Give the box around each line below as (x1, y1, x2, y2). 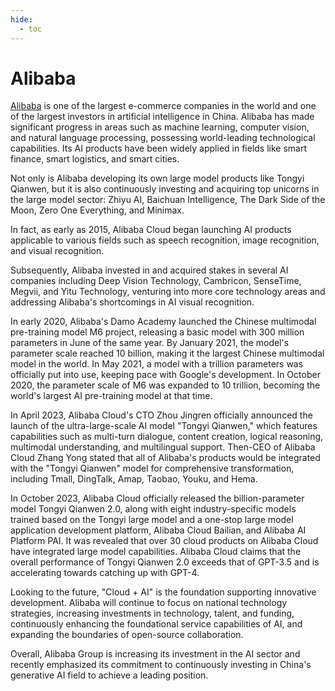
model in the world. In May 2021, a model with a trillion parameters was (10, 358, 304, 370)
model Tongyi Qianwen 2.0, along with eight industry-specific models (10, 503, 297, 515)
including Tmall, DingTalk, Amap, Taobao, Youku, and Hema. (10, 473, 258, 485)
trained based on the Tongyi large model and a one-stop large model (10, 514, 294, 526)
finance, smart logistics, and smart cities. (10, 153, 180, 165)
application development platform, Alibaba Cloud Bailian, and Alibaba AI (10, 524, 307, 536)
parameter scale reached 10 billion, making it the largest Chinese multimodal (10, 347, 325, 360)
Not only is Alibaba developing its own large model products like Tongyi (10, 172, 305, 185)
